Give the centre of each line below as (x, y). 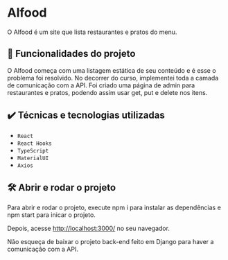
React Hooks (34, 144)
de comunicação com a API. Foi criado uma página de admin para (101, 85)
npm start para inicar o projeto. (51, 215)
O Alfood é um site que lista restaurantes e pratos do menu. (92, 32)
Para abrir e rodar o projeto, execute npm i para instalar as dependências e (114, 208)
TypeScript (33, 150)
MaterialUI (33, 158)
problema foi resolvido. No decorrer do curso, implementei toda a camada (113, 78)
